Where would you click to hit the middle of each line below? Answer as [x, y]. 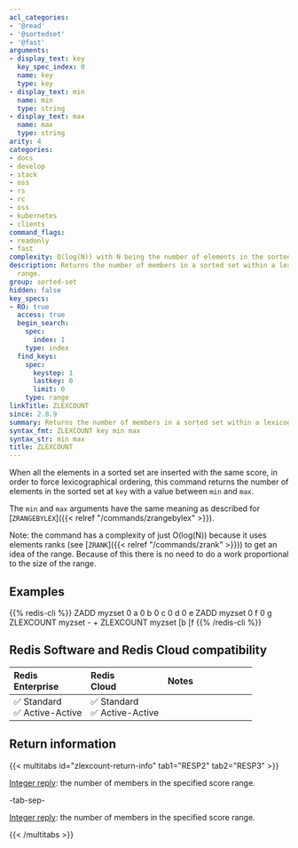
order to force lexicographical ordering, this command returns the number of [149, 482]
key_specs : [29, 299]
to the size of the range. [53, 564]
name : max [35, 125]
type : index [47, 348]
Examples [37, 592]
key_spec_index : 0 [51, 68]
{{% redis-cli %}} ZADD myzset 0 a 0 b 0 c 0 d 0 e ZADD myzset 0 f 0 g [141, 612]
